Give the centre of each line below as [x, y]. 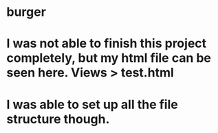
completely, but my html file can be [109, 58]
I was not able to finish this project [107, 44]
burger [26, 12]
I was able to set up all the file [92, 104]
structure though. [58, 119]
